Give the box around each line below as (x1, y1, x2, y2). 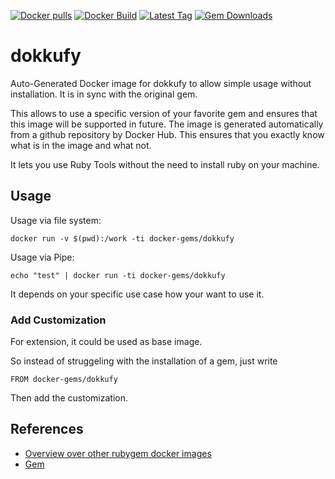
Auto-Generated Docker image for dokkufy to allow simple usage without (10, 77, 312, 89)
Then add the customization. (10, 392, 129, 404)
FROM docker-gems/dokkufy (10, 375, 118, 385)
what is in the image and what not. (10, 139, 152, 151)
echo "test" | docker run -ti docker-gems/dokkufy (10, 270, 226, 280)
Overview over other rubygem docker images (24, 447, 212, 459)
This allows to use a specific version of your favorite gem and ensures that (10, 107, 318, 119)
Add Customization (10, 313, 107, 327)
